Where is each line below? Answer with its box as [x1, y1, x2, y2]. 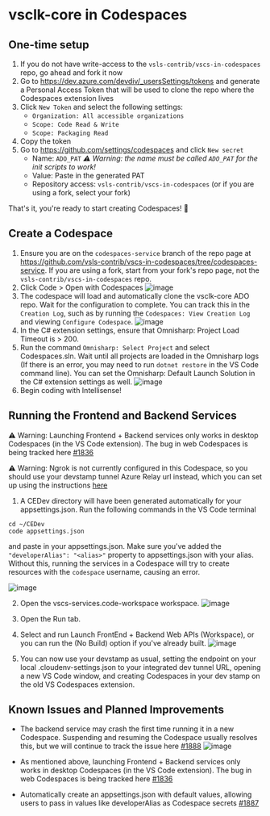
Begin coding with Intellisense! [19, 385, 123, 395]
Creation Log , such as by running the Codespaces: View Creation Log [19, 308, 251, 318]
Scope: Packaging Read [31, 129, 109, 137]
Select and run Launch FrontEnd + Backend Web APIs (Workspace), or [19, 630, 255, 639]
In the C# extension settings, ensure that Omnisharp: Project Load [19, 325, 240, 335]
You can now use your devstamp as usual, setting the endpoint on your [19, 654, 256, 663]
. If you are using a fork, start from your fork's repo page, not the [44, 265, 260, 275]
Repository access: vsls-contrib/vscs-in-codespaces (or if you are [31, 179, 255, 189]
